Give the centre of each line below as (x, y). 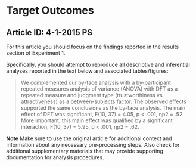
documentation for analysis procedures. (55, 157)
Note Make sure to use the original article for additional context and (89, 138)
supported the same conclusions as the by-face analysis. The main (103, 108)
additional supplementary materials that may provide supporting (85, 151)
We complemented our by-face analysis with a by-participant (96, 82)
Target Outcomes (50, 10)
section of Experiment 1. (36, 53)
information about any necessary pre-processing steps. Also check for (93, 145)
